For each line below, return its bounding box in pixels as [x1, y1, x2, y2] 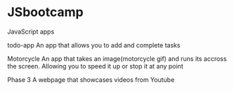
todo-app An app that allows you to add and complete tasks [7, 41, 181, 49]
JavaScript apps [7, 27, 55, 36]
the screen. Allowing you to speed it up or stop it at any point [7, 62, 184, 70]
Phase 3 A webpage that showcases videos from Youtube [7, 75, 175, 84]
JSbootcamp [7, 4, 84, 20]
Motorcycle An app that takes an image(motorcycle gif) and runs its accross [7, 54, 227, 63]
